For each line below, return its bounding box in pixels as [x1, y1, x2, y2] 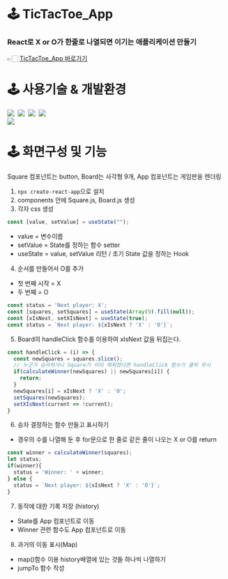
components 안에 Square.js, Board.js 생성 [17, 196, 135, 204]
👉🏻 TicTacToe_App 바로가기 [7, 54, 88, 63]
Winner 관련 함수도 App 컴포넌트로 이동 [17, 525, 127, 534]
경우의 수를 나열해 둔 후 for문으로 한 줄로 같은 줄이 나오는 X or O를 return [17, 435, 218, 444]
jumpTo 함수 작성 [17, 564, 65, 572]
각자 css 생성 [17, 204, 54, 213]
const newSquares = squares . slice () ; [13, 355, 123, 362]
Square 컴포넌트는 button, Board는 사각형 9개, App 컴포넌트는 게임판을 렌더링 [7, 172, 222, 181]
